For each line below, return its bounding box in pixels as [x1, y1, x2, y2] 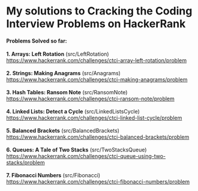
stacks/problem [6, 159, 45, 166]
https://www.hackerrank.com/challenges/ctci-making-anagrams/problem [6, 76, 188, 83]
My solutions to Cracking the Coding [6, 4, 193, 18]
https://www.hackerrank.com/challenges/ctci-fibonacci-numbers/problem [6, 178, 190, 186]
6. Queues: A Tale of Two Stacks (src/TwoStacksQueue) [6, 146, 147, 154]
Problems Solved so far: [6, 37, 67, 44]
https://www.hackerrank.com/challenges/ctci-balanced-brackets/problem [6, 133, 190, 141]
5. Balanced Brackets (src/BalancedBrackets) [6, 127, 120, 135]
